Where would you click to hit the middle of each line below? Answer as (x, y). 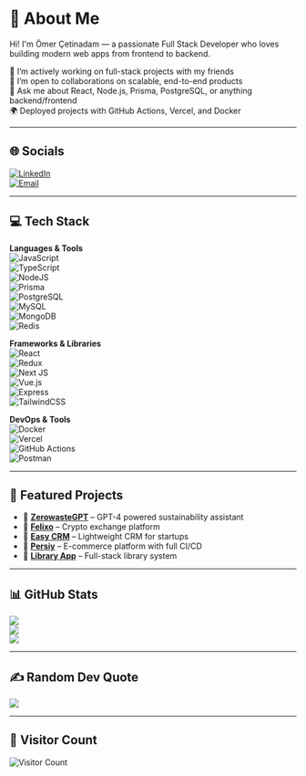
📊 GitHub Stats (54, 594)
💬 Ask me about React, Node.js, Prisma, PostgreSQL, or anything (131, 90)
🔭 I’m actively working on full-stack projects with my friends (122, 71)
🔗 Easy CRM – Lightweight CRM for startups (106, 537)
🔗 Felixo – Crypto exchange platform (92, 527)
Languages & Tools (46, 248)
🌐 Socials (37, 151)
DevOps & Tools (40, 419)
